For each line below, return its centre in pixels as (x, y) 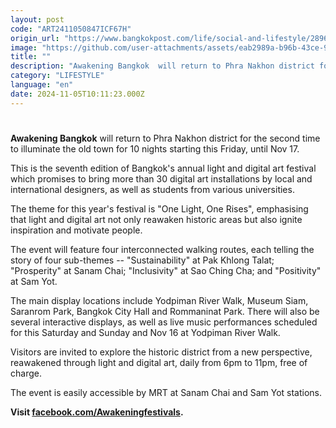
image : (24, 47)
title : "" (31, 57)
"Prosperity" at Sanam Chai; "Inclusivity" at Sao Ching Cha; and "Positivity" (166, 270)
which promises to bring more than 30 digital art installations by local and (161, 178)
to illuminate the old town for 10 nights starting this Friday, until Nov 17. (155, 148)
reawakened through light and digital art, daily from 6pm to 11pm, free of (159, 362)
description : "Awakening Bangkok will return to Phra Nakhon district (162, 66)
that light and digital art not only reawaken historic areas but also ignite (156, 219)
